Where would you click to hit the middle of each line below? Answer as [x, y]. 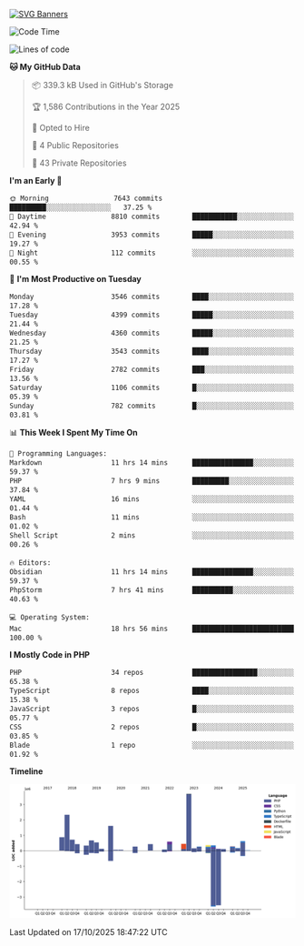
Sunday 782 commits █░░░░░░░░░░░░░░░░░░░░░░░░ [152, 406]
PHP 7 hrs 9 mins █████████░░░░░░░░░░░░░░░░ [152, 481]
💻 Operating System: [50, 618]
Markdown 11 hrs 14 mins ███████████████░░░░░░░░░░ [152, 463]
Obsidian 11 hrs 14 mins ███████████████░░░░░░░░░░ [152, 572]
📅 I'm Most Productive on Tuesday [76, 279]
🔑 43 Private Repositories [79, 163]
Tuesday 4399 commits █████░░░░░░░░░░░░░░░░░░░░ [152, 315]
